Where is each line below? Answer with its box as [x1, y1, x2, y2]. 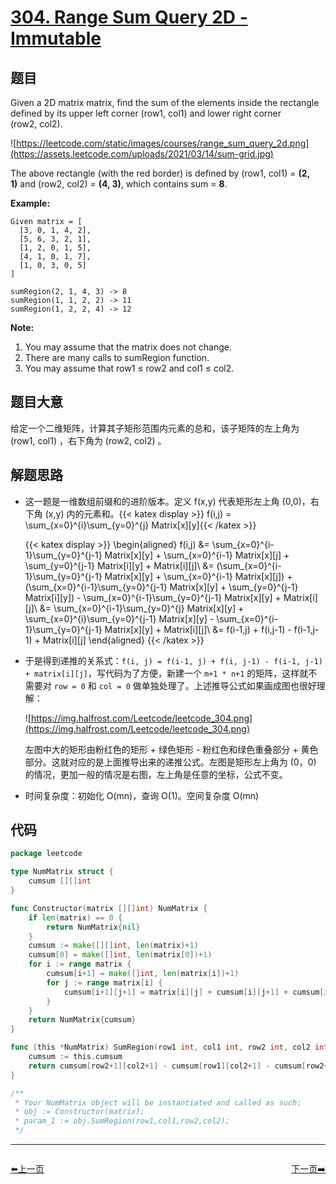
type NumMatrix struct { [10, 867, 114, 877]
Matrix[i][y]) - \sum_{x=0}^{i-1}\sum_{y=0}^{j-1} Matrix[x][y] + [24, 591, 282, 603]
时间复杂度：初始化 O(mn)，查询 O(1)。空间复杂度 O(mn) [24, 789, 260, 801]
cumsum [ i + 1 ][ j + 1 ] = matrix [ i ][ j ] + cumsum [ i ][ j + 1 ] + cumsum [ [63, 987, 325, 997]
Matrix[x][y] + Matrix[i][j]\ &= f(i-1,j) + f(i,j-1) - [104, 623, 292, 635]
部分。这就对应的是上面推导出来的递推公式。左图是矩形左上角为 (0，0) [24, 756, 317, 768]
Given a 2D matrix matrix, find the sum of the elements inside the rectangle [10, 97, 320, 108]
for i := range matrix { [28, 959, 132, 970]
